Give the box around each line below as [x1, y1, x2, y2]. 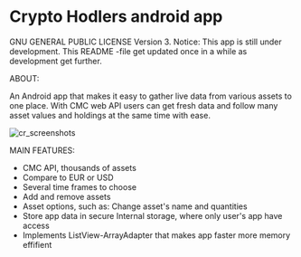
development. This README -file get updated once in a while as [9, 45, 248, 56]
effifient [22, 239, 52, 250]
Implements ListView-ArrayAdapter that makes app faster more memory [22, 229, 291, 241]
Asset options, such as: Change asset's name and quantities [22, 201, 248, 212]
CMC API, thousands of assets [22, 162, 137, 173]
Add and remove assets [22, 191, 111, 202]
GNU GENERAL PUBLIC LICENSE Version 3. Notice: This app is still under [9, 36, 282, 47]
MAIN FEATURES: [9, 145, 75, 156]
